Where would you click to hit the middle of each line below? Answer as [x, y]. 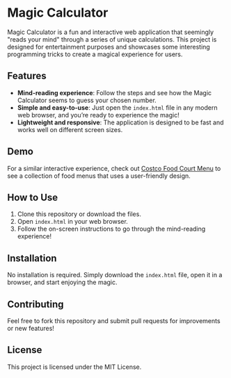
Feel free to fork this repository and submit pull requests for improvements [114, 321]
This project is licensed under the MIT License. [74, 367]
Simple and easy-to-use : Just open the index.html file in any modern [117, 107]
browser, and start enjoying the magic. [62, 282]
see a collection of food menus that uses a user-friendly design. [99, 176]
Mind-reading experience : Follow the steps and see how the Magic [114, 92]
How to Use [33, 197]
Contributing [35, 304]
